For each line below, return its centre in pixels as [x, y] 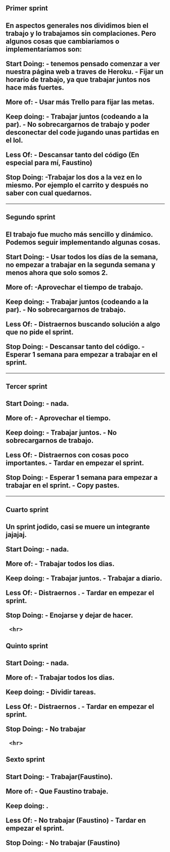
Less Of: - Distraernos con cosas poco [67, 455]
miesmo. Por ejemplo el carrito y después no [77, 185]
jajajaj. [16, 535]
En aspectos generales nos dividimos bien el [77, 26]
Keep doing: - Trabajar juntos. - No [61, 433]
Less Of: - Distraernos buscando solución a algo [83, 324]
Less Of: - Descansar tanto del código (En [72, 154]
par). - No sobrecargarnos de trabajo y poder [78, 124]
